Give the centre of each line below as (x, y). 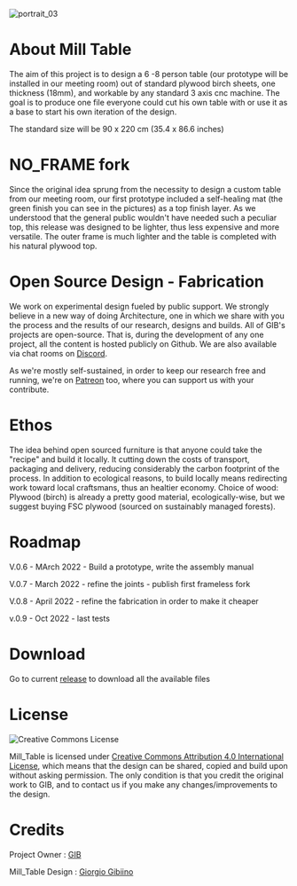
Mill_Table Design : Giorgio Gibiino (71, 871)
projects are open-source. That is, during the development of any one (137, 334)
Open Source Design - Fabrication (137, 282)
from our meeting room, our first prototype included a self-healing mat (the (146, 199)
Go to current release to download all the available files (110, 678)
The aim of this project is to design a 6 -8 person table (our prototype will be (149, 74)
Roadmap (45, 542)
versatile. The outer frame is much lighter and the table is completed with (143, 236)
